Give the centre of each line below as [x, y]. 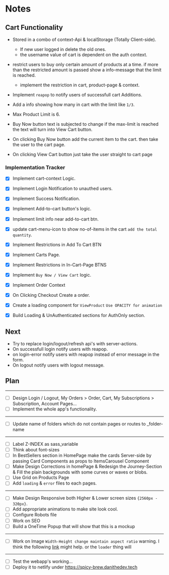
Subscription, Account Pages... [45, 403]
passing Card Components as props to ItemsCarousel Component [81, 461]
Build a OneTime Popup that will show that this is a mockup [74, 526]
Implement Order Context [39, 285]
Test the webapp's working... [43, 561]
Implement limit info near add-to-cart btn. [56, 219]
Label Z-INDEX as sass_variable [45, 444]
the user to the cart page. [39, 145]
